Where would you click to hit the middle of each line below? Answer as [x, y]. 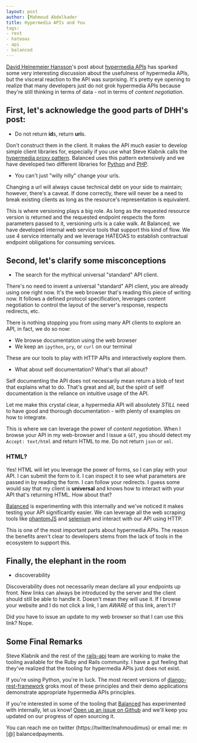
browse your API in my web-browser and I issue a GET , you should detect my [98, 435]
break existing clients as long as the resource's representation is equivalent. [98, 199]
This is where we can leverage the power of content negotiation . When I [94, 429]
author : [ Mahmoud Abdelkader [42, 17]
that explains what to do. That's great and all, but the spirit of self [85, 387]
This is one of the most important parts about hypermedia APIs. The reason [98, 530]
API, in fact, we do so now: [39, 329]
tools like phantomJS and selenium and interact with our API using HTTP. [95, 518]
